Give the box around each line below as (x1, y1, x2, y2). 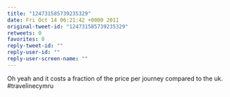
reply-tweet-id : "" (7, 42, 64, 49)
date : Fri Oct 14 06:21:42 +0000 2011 (7, 17, 119, 24)
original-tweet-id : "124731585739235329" (7, 23, 129, 30)
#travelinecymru (7, 81, 54, 90)
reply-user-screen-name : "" (7, 55, 89, 62)
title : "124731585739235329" (7, 10, 91, 17)
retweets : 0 (7, 29, 42, 37)
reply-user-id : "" (7, 49, 60, 56)
